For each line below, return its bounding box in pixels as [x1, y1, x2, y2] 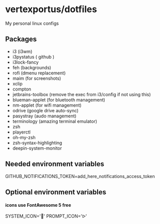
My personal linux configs [5, 20, 59, 26]
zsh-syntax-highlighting [12, 140, 62, 146]
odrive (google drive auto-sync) [12, 107, 79, 113]
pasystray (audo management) [12, 113, 76, 119]
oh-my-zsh [12, 134, 36, 140]
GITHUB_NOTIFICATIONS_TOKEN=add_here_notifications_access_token [5, 173, 155, 179]
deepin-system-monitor [12, 145, 62, 151]
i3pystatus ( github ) [12, 54, 54, 60]
